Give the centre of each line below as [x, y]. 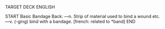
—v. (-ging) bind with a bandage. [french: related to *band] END [70, 22]
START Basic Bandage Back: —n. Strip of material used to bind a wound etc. [83, 16]
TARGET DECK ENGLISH [30, 7]
